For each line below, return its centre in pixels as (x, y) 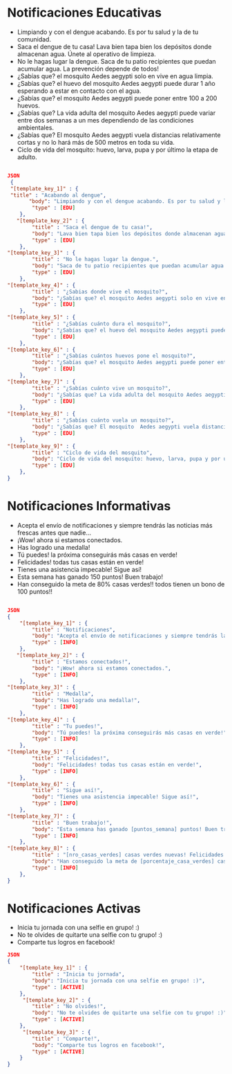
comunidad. (34, 39)
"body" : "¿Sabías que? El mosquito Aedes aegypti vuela (115, 427)
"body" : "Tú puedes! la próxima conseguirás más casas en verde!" (129, 733)
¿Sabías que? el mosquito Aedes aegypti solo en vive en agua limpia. (115, 76)
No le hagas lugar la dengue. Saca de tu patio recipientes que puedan (116, 61)
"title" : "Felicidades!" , (71, 758)
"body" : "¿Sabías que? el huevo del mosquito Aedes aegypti (120, 330)
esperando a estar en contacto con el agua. (79, 91)
